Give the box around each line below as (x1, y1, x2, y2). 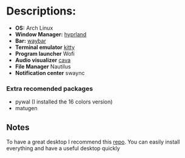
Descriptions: (6, 4, 76, 18)
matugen (15, 105, 38, 112)
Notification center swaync (15, 69, 85, 76)
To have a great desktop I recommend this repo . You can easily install (6, 138, 180, 146)
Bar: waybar (15, 37, 47, 44)
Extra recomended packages (6, 84, 93, 93)
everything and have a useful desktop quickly (6, 145, 120, 152)
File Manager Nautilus (15, 62, 71, 70)
